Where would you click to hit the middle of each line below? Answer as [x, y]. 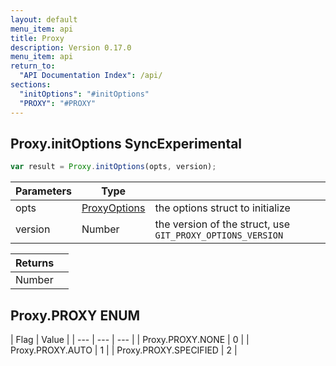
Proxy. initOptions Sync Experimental [126, 143]
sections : [31, 85]
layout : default [44, 19]
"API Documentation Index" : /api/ [91, 76]
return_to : [33, 66]
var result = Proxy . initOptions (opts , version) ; [113, 167]
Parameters [43, 191]
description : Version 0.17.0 [71, 47]
